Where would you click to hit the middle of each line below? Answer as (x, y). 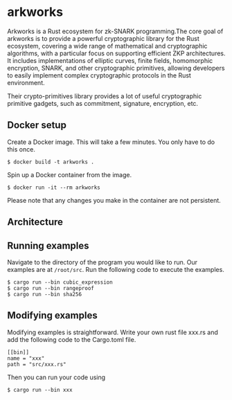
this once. (21, 149)
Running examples (48, 245)
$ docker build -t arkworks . (51, 162)
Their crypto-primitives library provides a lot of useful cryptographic (105, 96)
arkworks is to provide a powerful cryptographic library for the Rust (103, 38)
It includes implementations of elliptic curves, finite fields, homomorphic (110, 60)
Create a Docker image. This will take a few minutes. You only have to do (111, 142)
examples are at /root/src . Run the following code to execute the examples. (116, 269)
